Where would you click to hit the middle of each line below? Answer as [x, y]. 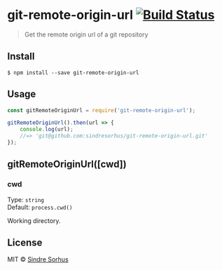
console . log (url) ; [47, 130]
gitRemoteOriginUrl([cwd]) [67, 164]
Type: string [26, 199]
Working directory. [34, 220]
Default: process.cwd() [40, 207]
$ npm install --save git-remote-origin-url [73, 73]
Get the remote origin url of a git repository [86, 34]
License [25, 243]
